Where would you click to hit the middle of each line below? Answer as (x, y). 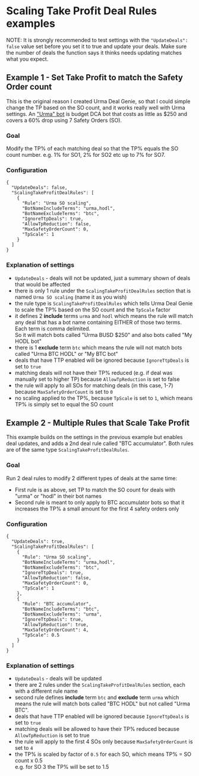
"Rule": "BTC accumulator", (57, 604)
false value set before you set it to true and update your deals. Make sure (97, 46)
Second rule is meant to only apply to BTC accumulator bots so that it (99, 502)
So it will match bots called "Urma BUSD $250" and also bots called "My (103, 335)
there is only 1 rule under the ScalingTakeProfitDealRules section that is (103, 291)
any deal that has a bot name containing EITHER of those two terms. (98, 322)
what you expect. (27, 59)
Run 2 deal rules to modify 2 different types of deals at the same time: (91, 478)
